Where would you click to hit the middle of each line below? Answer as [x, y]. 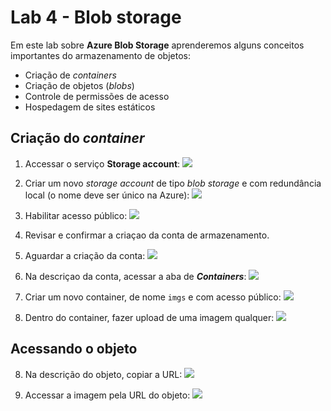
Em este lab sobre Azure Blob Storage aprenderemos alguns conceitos [157, 45]
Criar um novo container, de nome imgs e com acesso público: [153, 297]
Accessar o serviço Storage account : [102, 163]
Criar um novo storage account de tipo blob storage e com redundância [173, 183]
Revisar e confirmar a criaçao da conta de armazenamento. [147, 235]
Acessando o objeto [74, 349]
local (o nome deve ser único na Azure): [107, 195]
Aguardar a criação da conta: [85, 255]
